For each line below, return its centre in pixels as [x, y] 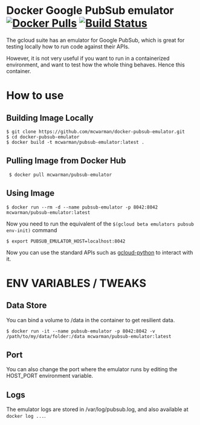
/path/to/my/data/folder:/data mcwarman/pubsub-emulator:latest [89, 336]
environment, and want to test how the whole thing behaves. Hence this [96, 65]
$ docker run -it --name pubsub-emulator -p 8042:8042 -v [81, 331]
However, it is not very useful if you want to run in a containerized [88, 58]
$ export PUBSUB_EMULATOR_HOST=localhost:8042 [66, 241]
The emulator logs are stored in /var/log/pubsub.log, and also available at [97, 409]
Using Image [31, 193]
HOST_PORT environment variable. [50, 376]
